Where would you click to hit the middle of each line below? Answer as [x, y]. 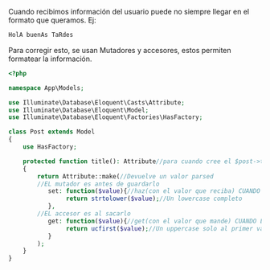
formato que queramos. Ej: [52, 20]
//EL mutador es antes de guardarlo [98, 184]
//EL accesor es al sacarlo [84, 214]
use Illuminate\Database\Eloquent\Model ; [79, 110]
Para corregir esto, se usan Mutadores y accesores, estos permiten [120, 50]
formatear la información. [50, 59]
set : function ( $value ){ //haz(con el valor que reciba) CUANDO [154, 191]
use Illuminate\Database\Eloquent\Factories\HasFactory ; [106, 117]
